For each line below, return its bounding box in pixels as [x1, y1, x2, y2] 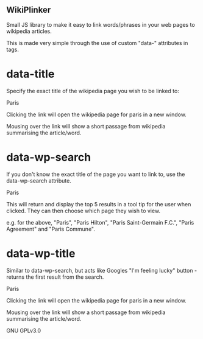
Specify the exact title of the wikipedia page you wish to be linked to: [6, 87, 180, 94]
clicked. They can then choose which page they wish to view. [6, 207, 160, 214]
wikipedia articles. [6, 27, 52, 35]
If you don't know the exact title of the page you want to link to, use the [6, 170, 185, 178]
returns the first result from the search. [6, 273, 104, 281]
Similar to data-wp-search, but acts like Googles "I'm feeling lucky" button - [6, 267, 197, 274]
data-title [6, 67, 55, 81]
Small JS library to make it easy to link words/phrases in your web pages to [6, 21, 195, 28]
